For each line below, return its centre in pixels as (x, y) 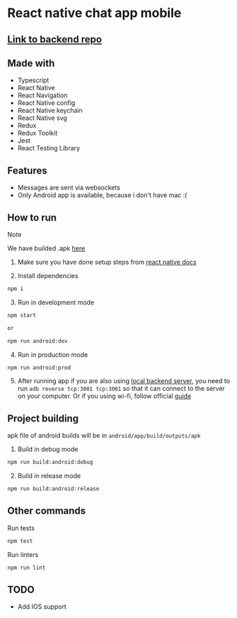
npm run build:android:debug (50, 463)
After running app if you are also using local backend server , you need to (124, 381)
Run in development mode (56, 302)
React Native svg (42, 118)
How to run (32, 217)
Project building (43, 418)
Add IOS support (42, 607)
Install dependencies (48, 276)
